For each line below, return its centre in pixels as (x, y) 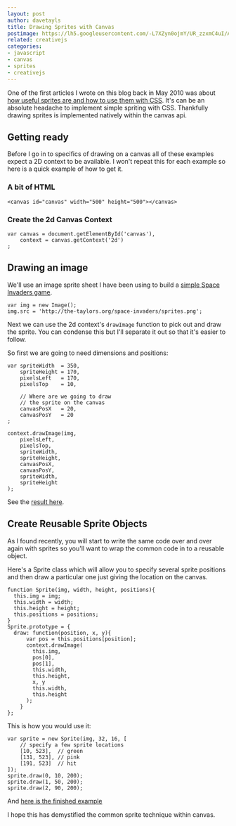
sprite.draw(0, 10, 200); (45, 775)
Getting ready (38, 137)
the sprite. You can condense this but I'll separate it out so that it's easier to (117, 332)
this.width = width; (44, 602)
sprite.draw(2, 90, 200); (45, 788)
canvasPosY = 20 (47, 415)
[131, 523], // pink (50, 757)
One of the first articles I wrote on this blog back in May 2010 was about (111, 93)
